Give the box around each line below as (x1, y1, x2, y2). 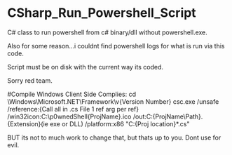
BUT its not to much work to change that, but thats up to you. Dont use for (7, 133, 221, 142)
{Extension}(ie (7, 119, 49, 128)
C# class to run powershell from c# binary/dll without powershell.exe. (7, 28, 208, 36)
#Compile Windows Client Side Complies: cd (7, 90, 137, 98)
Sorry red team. (7, 76, 53, 85)
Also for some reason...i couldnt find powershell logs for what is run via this (7, 41, 226, 50)
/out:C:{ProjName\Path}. (132, 112, 203, 121)
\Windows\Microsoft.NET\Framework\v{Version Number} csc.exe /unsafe (7, 97, 219, 106)
